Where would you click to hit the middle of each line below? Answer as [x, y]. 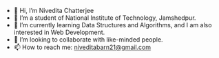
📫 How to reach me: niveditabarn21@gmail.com [82, 47]
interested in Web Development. [59, 32]
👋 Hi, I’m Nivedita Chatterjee [54, 11]
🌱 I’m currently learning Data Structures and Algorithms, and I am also [113, 25]
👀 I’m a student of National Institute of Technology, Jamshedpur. [105, 18]
